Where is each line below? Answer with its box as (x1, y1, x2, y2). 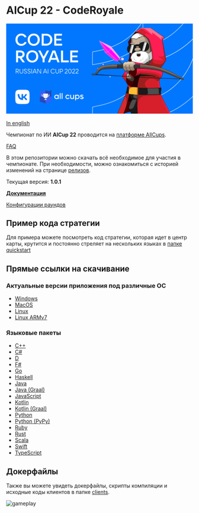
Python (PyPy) (14, 418, 50, 425)
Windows (14, 295, 38, 302)
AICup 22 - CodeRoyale (6, 4, 124, 17)
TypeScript (14, 449, 42, 457)
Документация (6, 189, 46, 196)
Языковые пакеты (6, 329, 61, 337)
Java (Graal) (14, 386, 46, 393)
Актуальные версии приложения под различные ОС (6, 281, 166, 289)
